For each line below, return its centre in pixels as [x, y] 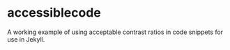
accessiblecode [54, 13]
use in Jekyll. [26, 39]
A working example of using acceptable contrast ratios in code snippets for [115, 32]
